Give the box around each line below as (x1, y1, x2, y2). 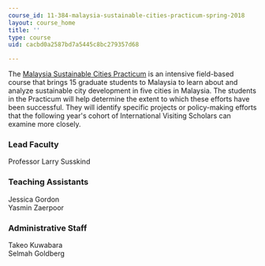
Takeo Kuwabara (8, 241, 63, 250)
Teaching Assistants (8, 176, 89, 187)
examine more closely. (8, 120, 81, 129)
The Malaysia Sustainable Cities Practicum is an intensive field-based (8, 69, 234, 79)
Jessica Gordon (8, 194, 60, 204)
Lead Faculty (8, 139, 59, 150)
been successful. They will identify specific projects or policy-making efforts (8, 103, 257, 113)
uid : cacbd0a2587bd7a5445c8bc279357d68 (8, 41, 140, 49)
